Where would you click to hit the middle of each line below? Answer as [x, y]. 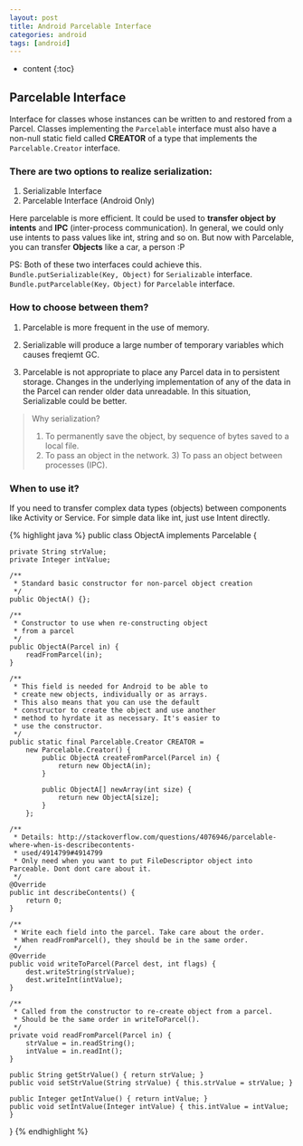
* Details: [33, 837]
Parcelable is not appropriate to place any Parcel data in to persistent [151, 371]
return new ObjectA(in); [104, 766]
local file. [62, 446]
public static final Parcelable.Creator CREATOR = [107, 742]
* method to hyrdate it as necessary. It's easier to [117, 718]
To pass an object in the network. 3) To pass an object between [164, 455]
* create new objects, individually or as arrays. [110, 694]
